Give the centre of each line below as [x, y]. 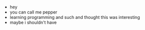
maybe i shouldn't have [33, 22]
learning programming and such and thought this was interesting [75, 17]
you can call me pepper [33, 12]
